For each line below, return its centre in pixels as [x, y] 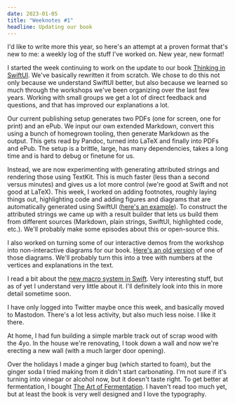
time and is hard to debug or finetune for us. [71, 156]
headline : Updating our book [50, 27]
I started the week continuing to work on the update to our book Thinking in [116, 68]
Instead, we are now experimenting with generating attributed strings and [113, 170]
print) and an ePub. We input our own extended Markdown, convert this [111, 126]
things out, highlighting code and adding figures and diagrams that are [109, 199]
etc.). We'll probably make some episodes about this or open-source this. [113, 230]
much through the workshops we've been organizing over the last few [108, 90]
